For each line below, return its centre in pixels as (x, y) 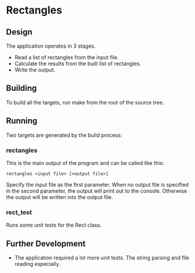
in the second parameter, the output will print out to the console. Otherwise (97, 191)
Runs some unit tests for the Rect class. (54, 225)
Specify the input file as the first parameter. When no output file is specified (97, 184)
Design (19, 32)
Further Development (46, 243)
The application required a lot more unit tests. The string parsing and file (102, 258)
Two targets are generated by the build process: (64, 135)
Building (21, 88)
